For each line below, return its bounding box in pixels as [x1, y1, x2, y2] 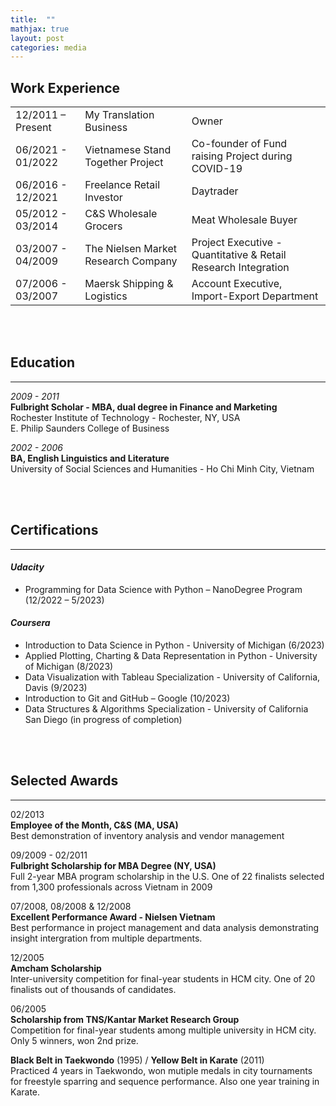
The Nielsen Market [84, 242, 177, 256]
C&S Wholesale [84, 207, 158, 221]
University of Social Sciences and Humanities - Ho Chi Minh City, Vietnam [10, 462, 315, 475]
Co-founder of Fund [191, 137, 288, 151]
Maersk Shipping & [84, 277, 174, 291]
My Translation [84, 108, 155, 122]
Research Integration [191, 261, 290, 275]
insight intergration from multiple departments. [10, 932, 203, 944]
